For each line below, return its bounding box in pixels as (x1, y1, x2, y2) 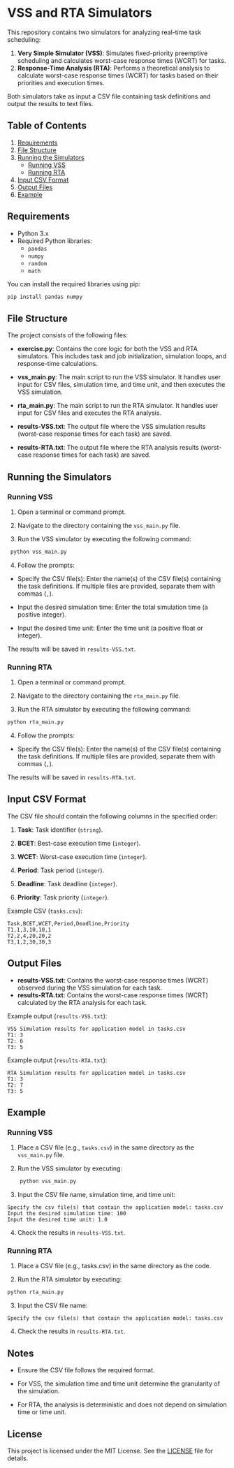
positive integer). (17, 610, 66, 619)
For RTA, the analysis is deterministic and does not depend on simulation (17, 1400, 227, 1409)
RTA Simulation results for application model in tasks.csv (7, 1069, 187, 1076)
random (27, 260, 47, 267)
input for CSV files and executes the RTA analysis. (17, 409, 162, 417)
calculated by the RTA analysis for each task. (17, 998, 147, 1006)
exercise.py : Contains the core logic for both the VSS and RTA (17, 344, 198, 353)
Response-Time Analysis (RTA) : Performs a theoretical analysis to (17, 64, 210, 72)
